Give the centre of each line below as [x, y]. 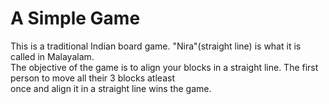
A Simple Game [75, 18]
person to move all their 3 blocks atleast [92, 78]
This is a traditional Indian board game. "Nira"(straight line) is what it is [156, 46]
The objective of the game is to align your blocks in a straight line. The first [164, 67]
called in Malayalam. [52, 56]
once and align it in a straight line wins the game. [111, 88]
